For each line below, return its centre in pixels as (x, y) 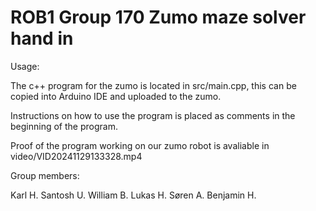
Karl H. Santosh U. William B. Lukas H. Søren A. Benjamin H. (133, 195)
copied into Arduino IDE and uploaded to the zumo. (116, 96)
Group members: (45, 175)
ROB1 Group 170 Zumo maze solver (158, 17)
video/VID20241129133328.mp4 (76, 156)
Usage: (25, 66)
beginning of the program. (64, 126)
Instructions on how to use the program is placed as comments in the (153, 115)
